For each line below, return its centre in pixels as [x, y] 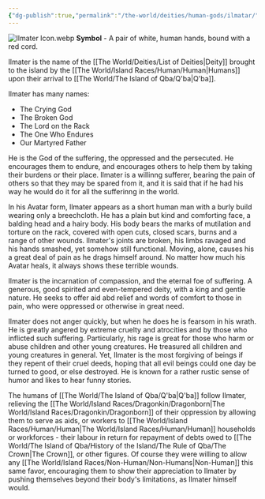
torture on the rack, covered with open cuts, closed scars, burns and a [123, 232]
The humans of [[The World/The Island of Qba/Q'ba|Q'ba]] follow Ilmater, [127, 395]
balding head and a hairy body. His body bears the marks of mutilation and [129, 223]
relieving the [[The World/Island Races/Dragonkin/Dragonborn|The [117, 403]
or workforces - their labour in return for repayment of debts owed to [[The [130, 437]
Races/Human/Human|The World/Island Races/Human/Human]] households [132, 429]
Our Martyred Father [53, 142]
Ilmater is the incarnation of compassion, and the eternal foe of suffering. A [130, 280]
